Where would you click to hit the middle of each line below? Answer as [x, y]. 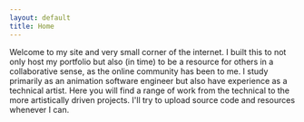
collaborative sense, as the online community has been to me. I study [139, 71]
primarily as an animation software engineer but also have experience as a [148, 80]
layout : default [40, 18]
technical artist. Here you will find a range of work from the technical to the [150, 90]
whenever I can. [39, 109]
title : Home [32, 26]
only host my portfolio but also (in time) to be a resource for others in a [142, 61]
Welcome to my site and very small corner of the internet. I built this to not [148, 52]
